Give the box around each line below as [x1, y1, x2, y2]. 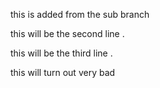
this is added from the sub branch [10, 9, 150, 20]
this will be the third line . [10, 47, 113, 59]
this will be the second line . [10, 28, 125, 39]
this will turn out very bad [10, 67, 116, 78]
